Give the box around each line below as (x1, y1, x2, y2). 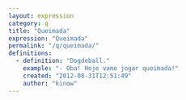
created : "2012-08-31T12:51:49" (23, 72, 132, 80)
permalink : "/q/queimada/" (8, 42, 99, 50)
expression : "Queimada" (8, 34, 89, 43)
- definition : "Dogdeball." (15, 57, 111, 65)
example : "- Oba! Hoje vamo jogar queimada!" (23, 65, 180, 73)
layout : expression (8, 11, 74, 20)
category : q (8, 19, 49, 27)
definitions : (8, 49, 53, 57)
